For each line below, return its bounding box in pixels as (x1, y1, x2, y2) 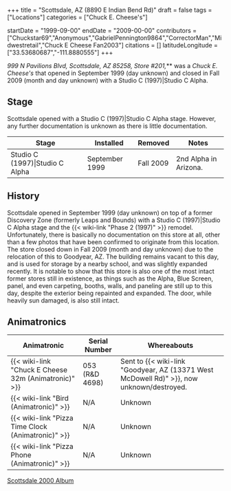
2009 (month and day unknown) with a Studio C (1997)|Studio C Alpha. (7, 76, 208, 85)
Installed (94, 138, 124, 147)
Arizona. (175, 162, 203, 172)
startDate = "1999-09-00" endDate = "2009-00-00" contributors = (7, 27, 197, 34)
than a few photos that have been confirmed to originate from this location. (7, 237, 220, 246)
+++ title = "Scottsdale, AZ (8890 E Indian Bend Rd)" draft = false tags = (7, 6, 212, 14)
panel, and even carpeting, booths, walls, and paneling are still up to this (7, 281, 212, 290)
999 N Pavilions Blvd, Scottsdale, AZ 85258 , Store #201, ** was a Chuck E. (7, 62, 218, 69)
